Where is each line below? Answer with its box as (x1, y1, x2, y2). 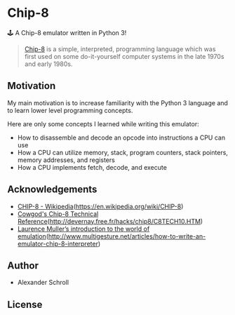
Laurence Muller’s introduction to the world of (17, 224, 150, 233)
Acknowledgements (7, 184, 98, 196)
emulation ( (17, 232, 49, 240)
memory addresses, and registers (17, 156, 116, 164)
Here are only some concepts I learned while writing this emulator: (7, 119, 199, 128)
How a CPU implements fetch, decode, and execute (17, 163, 167, 171)
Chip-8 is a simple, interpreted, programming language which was (24, 44, 216, 53)
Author (7, 260, 39, 272)
